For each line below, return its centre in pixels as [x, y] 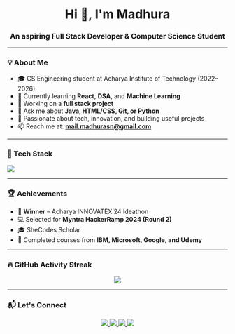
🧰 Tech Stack [30, 154]
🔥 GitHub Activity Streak [50, 265]
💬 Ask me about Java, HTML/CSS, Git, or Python [88, 111]
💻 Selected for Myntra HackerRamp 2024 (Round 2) [94, 220]
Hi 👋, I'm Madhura [117, 14]
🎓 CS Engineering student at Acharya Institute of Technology [107, 78]
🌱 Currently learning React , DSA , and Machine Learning [99, 96]
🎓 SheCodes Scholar [49, 230]
